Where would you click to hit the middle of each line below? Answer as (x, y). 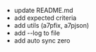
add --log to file (37, 33)
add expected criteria (45, 18)
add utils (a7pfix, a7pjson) (52, 25)
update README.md (43, 10)
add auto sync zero (42, 41)
